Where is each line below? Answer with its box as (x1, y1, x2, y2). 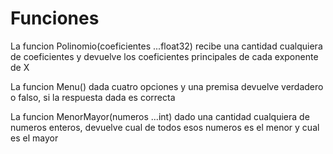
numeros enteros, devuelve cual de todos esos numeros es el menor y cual (10, 121, 320, 133)
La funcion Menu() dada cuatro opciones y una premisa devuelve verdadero (10, 80, 324, 92)
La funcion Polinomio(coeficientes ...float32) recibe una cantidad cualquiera (10, 40, 323, 52)
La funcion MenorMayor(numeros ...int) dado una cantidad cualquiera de (10, 110, 310, 122)
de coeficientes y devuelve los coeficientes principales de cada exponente (10, 50, 319, 62)
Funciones (10, 7, 100, 30)
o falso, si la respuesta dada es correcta (10, 91, 176, 103)
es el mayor (10, 132, 59, 144)
